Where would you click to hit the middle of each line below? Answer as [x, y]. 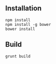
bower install [20, 29]
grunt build [18, 56]
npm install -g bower [28, 24]
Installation [23, 8]
